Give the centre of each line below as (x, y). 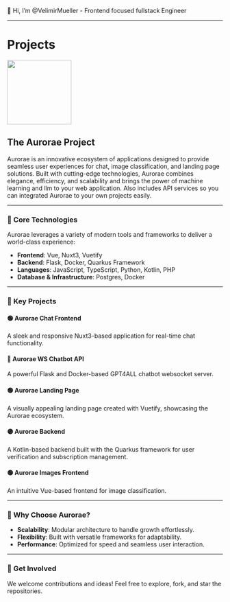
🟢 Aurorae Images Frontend (48, 473)
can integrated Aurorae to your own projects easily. (79, 195)
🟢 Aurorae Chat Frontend (44, 318)
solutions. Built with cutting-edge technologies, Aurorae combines (100, 173)
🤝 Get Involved (32, 568)
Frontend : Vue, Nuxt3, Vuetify (60, 255)
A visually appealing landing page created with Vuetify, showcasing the (108, 408)
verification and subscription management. (68, 456)
